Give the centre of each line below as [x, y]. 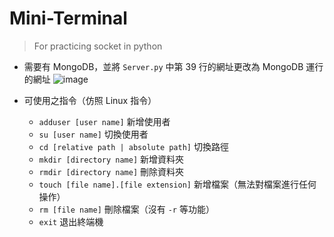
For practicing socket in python [98, 46]
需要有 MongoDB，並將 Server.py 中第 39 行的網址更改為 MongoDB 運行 [173, 66]
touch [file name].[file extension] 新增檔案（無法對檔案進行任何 [177, 184]
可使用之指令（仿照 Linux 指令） [90, 100]
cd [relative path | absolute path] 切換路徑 [133, 146]
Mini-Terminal [68, 18]
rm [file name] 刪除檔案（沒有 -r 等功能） [126, 209]
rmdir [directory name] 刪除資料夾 [111, 171]
